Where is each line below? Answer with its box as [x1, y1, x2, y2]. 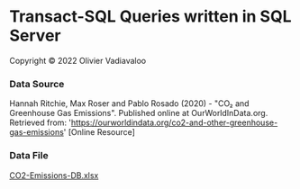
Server [9, 25, 61, 46]
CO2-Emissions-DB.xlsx [9, 169, 99, 181]
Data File [9, 149, 49, 162]
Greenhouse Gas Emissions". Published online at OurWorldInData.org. [9, 108, 268, 119]
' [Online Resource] [63, 127, 135, 138]
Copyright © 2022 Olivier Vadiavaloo [9, 55, 147, 66]
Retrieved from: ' [9, 117, 72, 128]
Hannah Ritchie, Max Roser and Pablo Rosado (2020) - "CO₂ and [9, 98, 250, 109]
